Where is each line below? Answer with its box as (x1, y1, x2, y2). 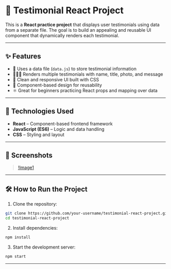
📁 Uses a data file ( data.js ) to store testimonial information (12, 65, 136, 72)
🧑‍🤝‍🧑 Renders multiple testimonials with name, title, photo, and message (12, 71, 163, 77)
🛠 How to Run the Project (5, 185, 88, 193)
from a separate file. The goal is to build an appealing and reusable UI (5, 27, 152, 33)
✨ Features (5, 52, 41, 61)
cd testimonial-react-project (5, 216, 70, 221)
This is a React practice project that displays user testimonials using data (5, 21, 160, 28)
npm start (5, 254, 26, 259)
